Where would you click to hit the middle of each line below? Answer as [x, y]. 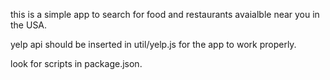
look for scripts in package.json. [76, 63]
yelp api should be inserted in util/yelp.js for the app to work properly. [153, 44]
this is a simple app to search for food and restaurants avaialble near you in [165, 14]
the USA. [29, 25]
